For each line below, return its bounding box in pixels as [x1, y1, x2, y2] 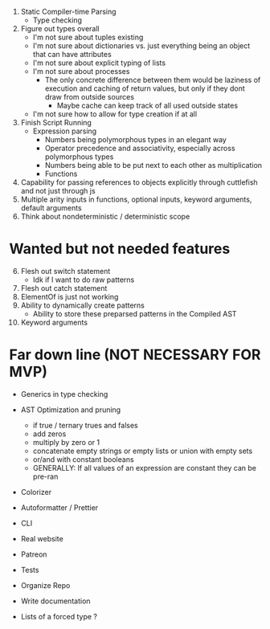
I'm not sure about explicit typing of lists [32, 58, 166, 67]
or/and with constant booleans [32, 454, 135, 464]
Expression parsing [32, 126, 97, 136]
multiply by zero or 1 [32, 437, 100, 447]
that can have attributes [32, 50, 112, 59]
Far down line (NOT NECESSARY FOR [9, 345, 261, 364]
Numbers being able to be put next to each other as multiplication [44, 161, 263, 170]
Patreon [20, 549, 47, 559]
